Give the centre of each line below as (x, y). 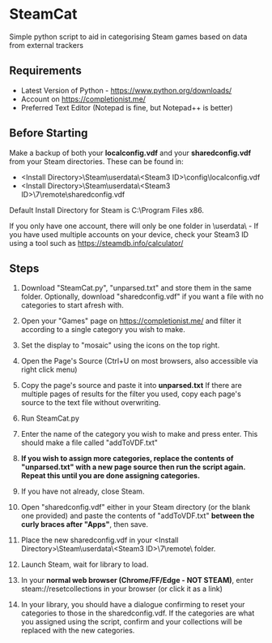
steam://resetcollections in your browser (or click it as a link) (122, 589)
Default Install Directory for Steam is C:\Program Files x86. (107, 210)
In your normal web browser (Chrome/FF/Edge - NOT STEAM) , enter (137, 580)
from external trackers (47, 45)
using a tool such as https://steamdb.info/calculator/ (96, 243)
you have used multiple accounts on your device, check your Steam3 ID (129, 234)
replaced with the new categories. (78, 631)
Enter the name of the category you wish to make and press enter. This (139, 434)
